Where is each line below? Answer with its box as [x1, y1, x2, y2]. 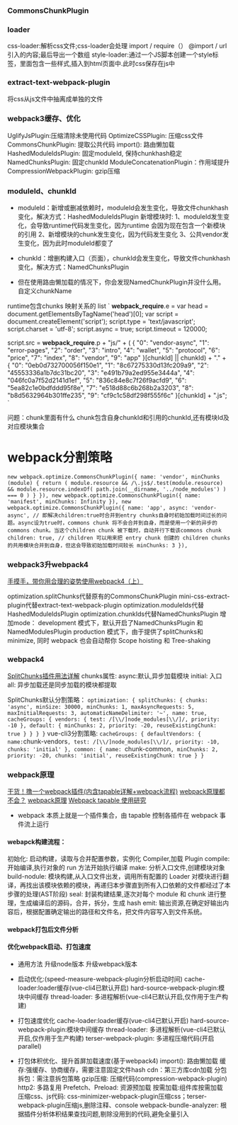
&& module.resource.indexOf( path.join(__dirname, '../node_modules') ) [7, 486, 227, 493]
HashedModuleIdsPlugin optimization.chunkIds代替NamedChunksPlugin [7, 610, 219, 618]
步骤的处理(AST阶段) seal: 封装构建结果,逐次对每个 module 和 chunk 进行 [7, 890, 221, 898]
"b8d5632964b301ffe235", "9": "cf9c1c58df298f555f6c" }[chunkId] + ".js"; [7, 392, 227, 400]
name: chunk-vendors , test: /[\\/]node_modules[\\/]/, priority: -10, [7, 737, 220, 746]
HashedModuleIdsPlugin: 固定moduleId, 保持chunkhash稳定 [7, 149, 183, 157]
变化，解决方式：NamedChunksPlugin [17, 263, 130, 271]
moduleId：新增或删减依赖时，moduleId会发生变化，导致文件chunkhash [17, 204, 229, 212]
